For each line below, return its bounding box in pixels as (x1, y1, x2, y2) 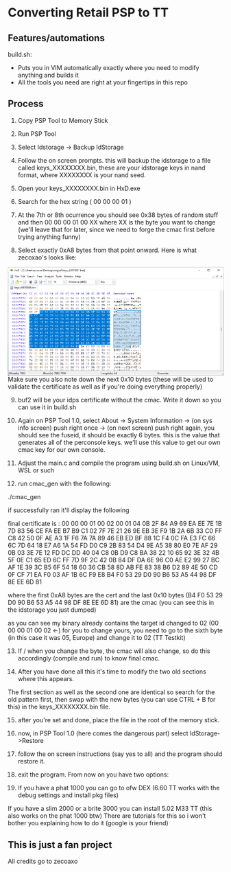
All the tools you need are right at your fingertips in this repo (17, 78, 188, 87)
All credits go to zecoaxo (8, 857, 78, 866)
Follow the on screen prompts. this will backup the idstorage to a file (17, 156, 211, 164)
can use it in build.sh (17, 403, 77, 411)
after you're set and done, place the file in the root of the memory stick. (17, 716, 220, 724)
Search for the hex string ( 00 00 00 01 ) (17, 197, 132, 205)
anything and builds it (17, 71, 79, 79)
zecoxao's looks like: (17, 253, 77, 262)
